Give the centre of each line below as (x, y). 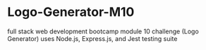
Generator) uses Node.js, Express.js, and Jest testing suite (92, 38)
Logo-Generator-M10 (71, 12)
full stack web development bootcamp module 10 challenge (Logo (103, 31)
